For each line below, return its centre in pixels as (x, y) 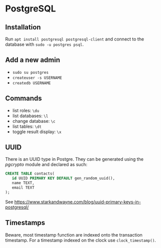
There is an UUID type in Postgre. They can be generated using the (74, 159)
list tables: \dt (27, 126)
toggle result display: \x (37, 131)
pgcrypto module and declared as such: (46, 165)
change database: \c (34, 121)
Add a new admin (33, 60)
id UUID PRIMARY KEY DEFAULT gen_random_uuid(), (63, 178)
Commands (24, 99)
